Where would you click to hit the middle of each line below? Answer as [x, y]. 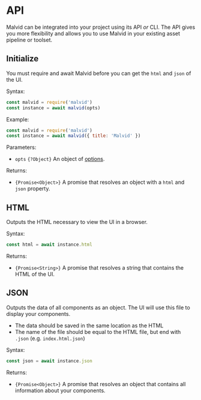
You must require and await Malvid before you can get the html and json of [99, 73]
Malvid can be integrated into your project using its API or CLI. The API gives [101, 27]
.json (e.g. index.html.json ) [50, 338]
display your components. [38, 314]
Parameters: [21, 147]
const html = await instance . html [49, 245]
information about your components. [60, 390]
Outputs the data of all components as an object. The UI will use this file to [98, 308]
